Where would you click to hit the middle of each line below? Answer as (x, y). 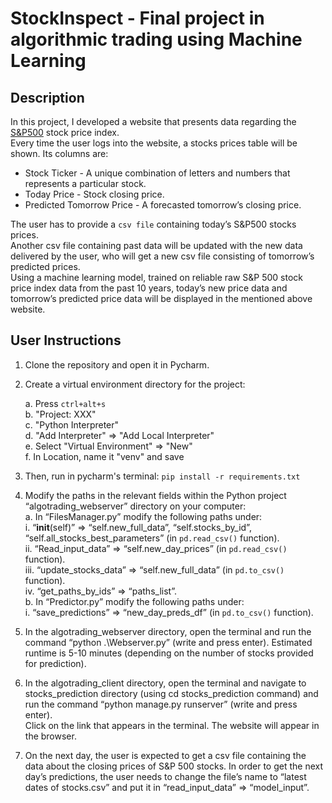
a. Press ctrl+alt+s (65, 403)
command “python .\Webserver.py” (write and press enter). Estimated (168, 642)
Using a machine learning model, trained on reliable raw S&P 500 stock (156, 277)
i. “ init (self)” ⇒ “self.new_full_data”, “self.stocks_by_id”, (138, 527)
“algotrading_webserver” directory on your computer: (135, 506)
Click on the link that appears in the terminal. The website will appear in (172, 725)
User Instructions (66, 340)
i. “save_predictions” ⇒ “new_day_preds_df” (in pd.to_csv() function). (169, 612)
